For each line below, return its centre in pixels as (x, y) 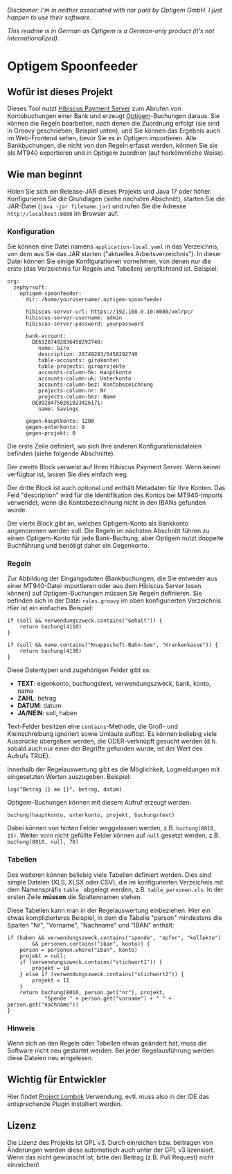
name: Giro (54, 349)
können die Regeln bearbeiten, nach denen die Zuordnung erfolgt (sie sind (114, 123)
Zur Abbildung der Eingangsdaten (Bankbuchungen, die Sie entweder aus (112, 578)
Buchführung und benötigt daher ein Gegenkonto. (78, 546)
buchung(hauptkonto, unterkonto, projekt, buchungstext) (91, 815)
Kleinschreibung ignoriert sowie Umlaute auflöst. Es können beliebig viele (112, 734)
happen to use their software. (50, 17)
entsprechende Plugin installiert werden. (65, 1104)
